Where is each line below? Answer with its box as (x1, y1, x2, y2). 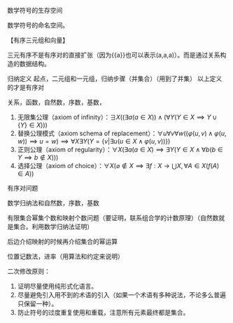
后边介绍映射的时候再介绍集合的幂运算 (7, 238, 118, 245)
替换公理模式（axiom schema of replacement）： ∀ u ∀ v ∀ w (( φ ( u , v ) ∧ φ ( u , (17, 129, 227, 137)
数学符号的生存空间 (7, 6, 63, 14)
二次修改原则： (7, 267, 50, 275)
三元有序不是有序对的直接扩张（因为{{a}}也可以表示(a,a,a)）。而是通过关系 (7, 51, 220, 59)
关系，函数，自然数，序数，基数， (7, 98, 106, 106)
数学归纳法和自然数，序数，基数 (7, 199, 99, 207)
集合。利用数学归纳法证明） (13, 223, 93, 231)
